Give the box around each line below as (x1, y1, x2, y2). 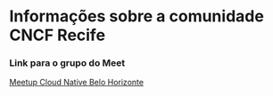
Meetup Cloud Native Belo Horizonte (9, 77, 145, 88)
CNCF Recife (9, 25, 105, 45)
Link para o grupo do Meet (9, 57, 126, 69)
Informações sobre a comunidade (9, 6, 265, 27)
